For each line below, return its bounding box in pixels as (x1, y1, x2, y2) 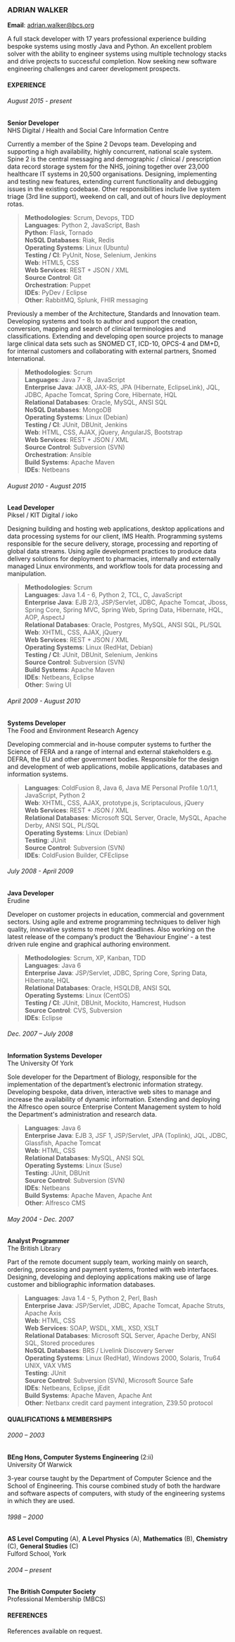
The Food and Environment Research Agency (7, 726, 139, 735)
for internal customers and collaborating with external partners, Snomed (7, 347, 217, 355)
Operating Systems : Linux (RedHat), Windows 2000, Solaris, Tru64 (24, 1354, 221, 1362)
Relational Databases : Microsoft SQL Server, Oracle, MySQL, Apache (24, 813, 227, 822)
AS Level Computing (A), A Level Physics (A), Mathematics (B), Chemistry (7, 1535, 228, 1543)
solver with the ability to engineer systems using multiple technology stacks (7, 49, 227, 58)
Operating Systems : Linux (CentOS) (24, 991, 131, 999)
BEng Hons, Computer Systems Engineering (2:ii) (7, 1452, 153, 1461)
